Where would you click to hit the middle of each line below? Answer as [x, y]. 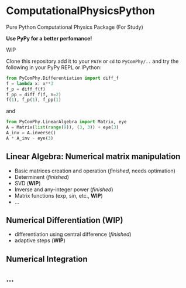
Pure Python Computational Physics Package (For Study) [75, 27]
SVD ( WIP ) [27, 183]
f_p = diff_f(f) [26, 89]
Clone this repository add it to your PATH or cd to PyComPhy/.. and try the [92, 61]
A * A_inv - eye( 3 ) [30, 138]
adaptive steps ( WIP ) [40, 240]
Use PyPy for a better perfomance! [49, 38]
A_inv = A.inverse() [31, 133]
